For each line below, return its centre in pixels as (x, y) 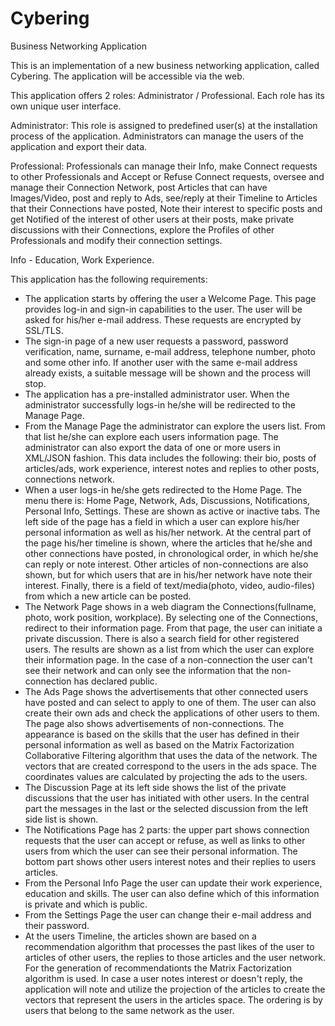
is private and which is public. (86, 904)
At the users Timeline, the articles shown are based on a (140, 936)
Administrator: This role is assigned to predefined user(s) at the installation (164, 125)
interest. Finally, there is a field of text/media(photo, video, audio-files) (170, 585)
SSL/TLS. (44, 330)
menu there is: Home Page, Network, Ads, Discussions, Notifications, (167, 500)
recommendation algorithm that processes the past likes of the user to (169, 946)
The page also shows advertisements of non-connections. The (154, 723)
